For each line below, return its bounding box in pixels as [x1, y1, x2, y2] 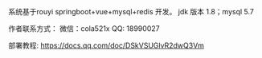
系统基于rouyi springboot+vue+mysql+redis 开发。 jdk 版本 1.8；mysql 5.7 [8, 7, 255, 16]
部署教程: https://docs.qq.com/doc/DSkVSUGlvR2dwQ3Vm [8, 41, 205, 50]
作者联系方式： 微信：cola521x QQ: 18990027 [8, 24, 160, 33]
